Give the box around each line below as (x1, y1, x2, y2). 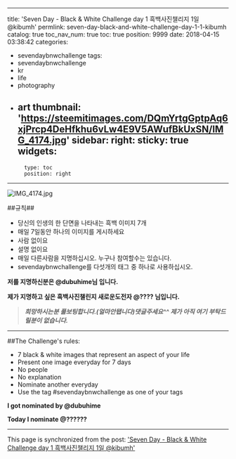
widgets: (17, 146, 58, 157)
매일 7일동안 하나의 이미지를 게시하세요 (17, 227, 125, 235)
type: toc (24, 164, 53, 171)
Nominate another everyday (17, 380, 98, 389)
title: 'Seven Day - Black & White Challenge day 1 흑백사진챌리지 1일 (7, 15, 199, 23)
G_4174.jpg (17, 134, 67, 146)
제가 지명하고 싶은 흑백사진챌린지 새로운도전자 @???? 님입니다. (7, 292, 181, 301)
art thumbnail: (17, 101, 81, 113)
